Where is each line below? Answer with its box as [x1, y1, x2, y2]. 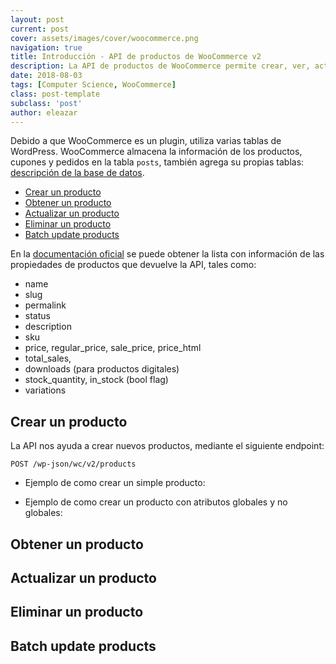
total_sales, [24, 352, 72, 365]
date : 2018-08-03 [10, 71, 83, 81]
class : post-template [10, 89, 101, 99]
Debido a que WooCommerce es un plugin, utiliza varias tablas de [10, 135, 282, 147]
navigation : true [10, 42, 83, 53]
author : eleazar [10, 107, 78, 118]
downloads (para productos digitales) [24, 363, 180, 375]
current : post [10, 24, 70, 34]
